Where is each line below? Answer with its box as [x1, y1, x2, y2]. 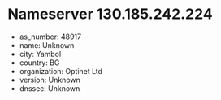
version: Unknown [19, 75, 80, 85]
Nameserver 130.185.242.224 [7, 5, 213, 24]
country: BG [19, 58, 60, 67]
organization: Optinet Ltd [19, 66, 103, 76]
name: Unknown [19, 40, 75, 50]
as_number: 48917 [19, 32, 82, 41]
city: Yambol [19, 49, 62, 59]
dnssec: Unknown [19, 83, 80, 93]
